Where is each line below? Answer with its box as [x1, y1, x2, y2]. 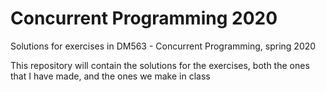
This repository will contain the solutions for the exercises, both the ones [10, 59, 310, 71]
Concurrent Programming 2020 [10, 7, 278, 30]
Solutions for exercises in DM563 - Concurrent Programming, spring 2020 [10, 40, 317, 52]
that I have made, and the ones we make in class [10, 70, 211, 82]
